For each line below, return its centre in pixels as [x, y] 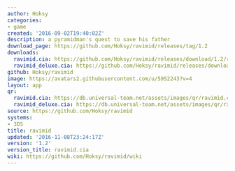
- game [17, 27]
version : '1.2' [29, 144]
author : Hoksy [28, 14]
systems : [20, 117]
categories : [24, 20]
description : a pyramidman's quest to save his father [89, 40]
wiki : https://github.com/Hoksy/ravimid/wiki [74, 157]
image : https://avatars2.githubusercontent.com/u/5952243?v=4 [100, 79]
